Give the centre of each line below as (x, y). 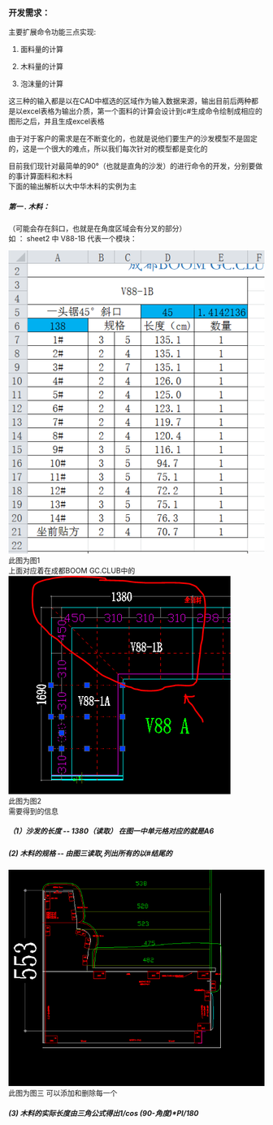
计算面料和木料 (48, 176)
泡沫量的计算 (41, 84)
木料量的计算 (41, 67)
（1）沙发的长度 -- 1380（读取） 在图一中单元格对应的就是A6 (111, 831)
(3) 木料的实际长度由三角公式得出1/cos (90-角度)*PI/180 (104, 1113)
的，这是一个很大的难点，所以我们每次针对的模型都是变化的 (108, 149)
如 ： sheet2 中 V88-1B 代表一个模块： (73, 239)
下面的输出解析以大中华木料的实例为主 (72, 186)
